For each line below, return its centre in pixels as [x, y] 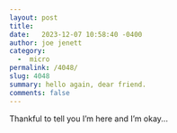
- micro [34, 59]
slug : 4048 [30, 76]
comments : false [40, 93]
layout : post [34, 18]
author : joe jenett [46, 43]
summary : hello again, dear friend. [78, 84]
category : [28, 51]
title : [22, 26]
